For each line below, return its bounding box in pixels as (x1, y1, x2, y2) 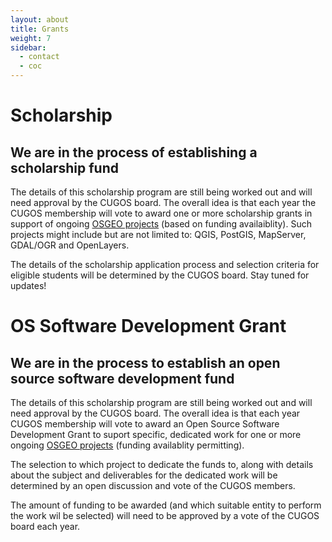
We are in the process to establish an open (10, 354, 281, 371)
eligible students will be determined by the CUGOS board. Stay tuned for (10, 269, 310, 281)
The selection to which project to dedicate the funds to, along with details (10, 459, 314, 470)
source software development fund (10, 370, 235, 387)
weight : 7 (10, 33, 52, 43)
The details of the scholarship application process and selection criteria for (10, 259, 320, 270)
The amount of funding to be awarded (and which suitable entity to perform (10, 499, 322, 511)
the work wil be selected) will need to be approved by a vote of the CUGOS (10, 510, 320, 521)
